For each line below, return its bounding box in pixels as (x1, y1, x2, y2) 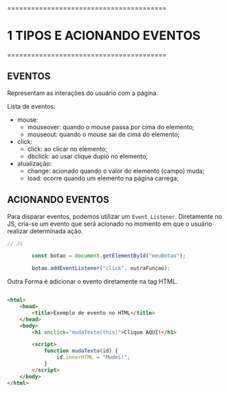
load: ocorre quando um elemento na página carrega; (27, 173, 179, 182)
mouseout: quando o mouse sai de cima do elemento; (27, 130, 180, 138)
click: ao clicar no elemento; (27, 145, 108, 153)
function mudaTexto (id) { (43, 348, 118, 354)
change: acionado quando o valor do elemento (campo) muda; (27, 167, 205, 175)
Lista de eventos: (7, 102, 56, 110)
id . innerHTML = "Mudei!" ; (56, 354, 131, 361)
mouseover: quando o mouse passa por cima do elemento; (27, 123, 195, 131)
